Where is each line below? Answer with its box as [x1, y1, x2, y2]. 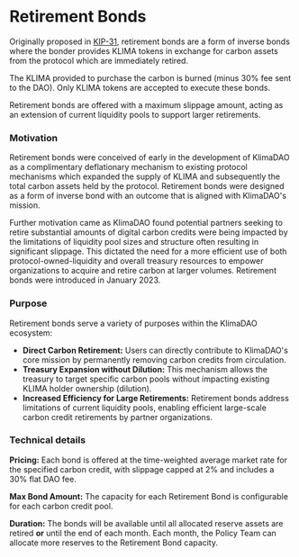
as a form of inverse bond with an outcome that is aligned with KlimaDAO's [9, 191, 286, 202]
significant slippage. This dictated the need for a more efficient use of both [9, 246, 287, 257]
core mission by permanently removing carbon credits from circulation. [22, 354, 286, 365]
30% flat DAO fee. [9, 473, 77, 484]
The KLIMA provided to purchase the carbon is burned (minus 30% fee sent [9, 72, 292, 83]
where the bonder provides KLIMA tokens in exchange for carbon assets [9, 45, 279, 56]
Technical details [9, 434, 86, 446]
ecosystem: [9, 327, 53, 338]
